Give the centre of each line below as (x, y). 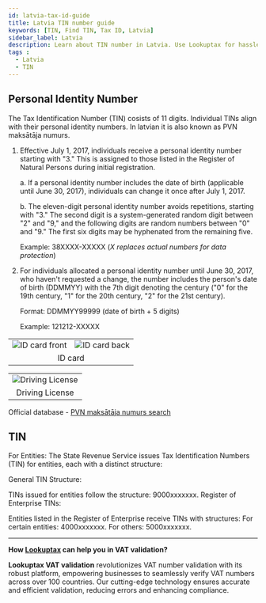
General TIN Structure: (45, 480)
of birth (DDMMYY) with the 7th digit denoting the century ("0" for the (134, 287)
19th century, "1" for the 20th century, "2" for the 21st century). (122, 296)
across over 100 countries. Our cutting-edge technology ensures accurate (129, 582)
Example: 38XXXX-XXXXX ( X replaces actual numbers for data (123, 247)
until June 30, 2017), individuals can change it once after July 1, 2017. (132, 191)
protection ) (38, 255)
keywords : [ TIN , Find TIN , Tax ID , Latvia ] (81, 30)
